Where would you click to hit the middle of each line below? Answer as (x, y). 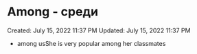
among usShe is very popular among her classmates (91, 43)
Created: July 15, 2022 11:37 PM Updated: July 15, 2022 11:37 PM (99, 30)
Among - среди (53, 12)
